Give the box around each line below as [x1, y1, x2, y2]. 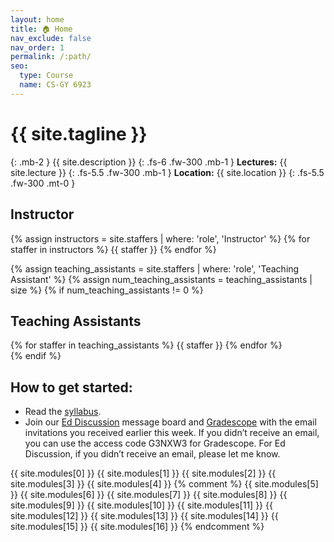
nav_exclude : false [10, 33, 92, 43]
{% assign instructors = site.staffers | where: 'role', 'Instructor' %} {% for [10, 232, 311, 245]
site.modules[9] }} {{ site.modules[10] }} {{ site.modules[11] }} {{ [10, 499, 273, 511]
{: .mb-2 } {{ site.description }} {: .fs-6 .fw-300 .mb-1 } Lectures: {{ [10, 156, 288, 168]
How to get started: [10, 379, 133, 396]
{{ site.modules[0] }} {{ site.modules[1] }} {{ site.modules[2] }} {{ [10, 467, 277, 480]
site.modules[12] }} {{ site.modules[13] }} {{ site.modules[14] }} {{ [10, 510, 279, 522]
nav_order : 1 [10, 42, 65, 53]
